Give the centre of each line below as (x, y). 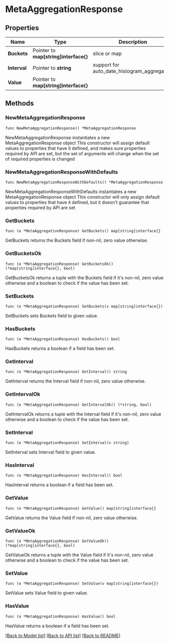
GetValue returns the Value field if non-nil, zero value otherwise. (72, 518)
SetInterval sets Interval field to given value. (51, 452)
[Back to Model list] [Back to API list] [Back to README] (63, 635)
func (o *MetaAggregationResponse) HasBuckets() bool (63, 339)
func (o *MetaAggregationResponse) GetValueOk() (57, 541)
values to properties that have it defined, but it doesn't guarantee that (77, 202)
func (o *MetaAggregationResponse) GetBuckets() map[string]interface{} (83, 231)
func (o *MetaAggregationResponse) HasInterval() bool (64, 476)
